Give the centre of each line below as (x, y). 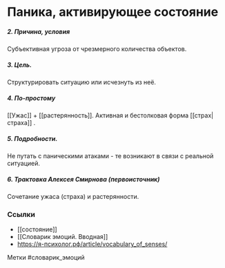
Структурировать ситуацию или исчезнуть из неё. (82, 82)
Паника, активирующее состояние (113, 12)
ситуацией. (23, 164)
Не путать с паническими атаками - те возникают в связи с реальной (110, 156)
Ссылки (21, 214)
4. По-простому (31, 98)
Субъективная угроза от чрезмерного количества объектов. (97, 49)
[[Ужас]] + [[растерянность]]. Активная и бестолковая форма (98, 115)
